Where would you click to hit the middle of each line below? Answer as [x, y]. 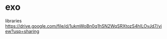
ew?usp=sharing [22, 31]
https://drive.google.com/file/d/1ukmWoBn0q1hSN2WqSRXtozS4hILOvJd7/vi [83, 26]
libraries [13, 21]
